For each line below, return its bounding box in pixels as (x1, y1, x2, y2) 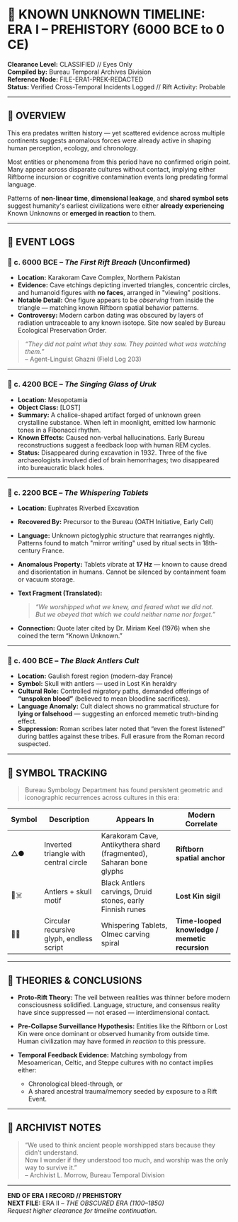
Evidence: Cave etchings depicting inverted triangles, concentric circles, (17, 281, 231, 289)
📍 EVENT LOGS (7, 236, 75, 248)
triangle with (43, 849, 86, 859)
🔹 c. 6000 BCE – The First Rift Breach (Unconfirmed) (7, 257, 191, 267)
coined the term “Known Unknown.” (17, 631, 123, 640)
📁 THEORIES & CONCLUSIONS (7, 974, 142, 987)
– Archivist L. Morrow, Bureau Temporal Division (24, 1170, 165, 1179)
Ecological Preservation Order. (17, 326, 108, 335)
